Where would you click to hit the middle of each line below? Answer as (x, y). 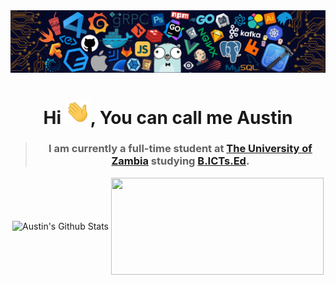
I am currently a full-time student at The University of (180, 149)
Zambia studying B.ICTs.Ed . (180, 161)
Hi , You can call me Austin (168, 117)
